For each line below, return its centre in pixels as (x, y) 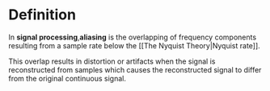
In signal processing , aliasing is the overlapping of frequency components (133, 37)
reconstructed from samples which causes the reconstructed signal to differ (135, 69)
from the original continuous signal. (67, 78)
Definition (42, 15)
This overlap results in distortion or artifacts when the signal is (112, 61)
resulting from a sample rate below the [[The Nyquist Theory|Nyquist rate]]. (134, 45)
